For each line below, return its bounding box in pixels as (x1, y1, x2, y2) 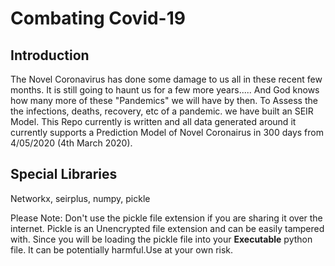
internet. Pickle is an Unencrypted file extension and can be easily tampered (10, 222, 325, 234)
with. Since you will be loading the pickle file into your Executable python (10, 233, 313, 245)
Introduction (10, 47, 90, 64)
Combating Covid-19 (10, 7, 186, 30)
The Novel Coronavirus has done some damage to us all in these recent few (10, 73, 323, 85)
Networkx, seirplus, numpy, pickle (10, 192, 151, 204)
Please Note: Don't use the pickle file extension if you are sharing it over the (10, 212, 323, 224)
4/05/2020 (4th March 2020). (10, 137, 133, 149)
